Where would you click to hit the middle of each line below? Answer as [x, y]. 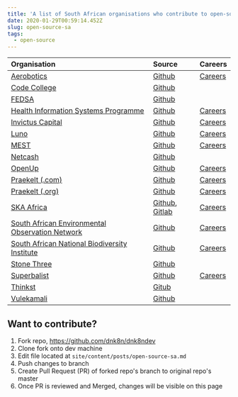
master [28, 378]
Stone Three [32, 264]
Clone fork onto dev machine [60, 348]
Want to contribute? [52, 324]
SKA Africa [29, 208]
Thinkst [23, 287]
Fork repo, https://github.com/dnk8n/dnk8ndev [86, 340]
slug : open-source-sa [39, 27]
